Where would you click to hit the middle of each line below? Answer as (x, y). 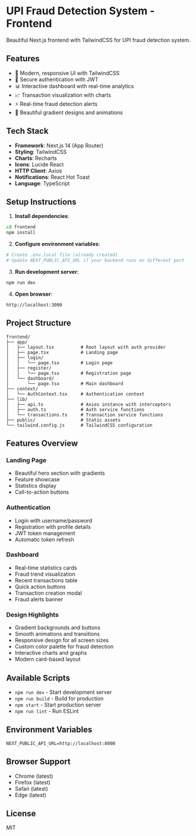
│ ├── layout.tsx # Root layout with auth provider (86, 347)
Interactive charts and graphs (51, 653)
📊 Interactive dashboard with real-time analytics (74, 86)
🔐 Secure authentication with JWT (56, 79)
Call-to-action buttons (42, 492)
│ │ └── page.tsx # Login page (59, 363)
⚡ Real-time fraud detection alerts (56, 104)
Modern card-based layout (48, 659)
